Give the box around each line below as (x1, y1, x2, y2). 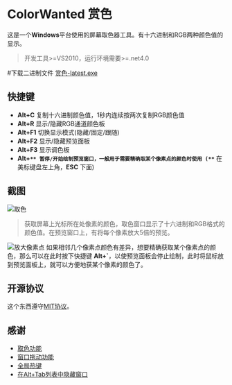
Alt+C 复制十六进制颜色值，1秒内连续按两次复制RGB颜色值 (17, 110, 185, 119)
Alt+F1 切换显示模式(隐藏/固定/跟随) (17, 128, 120, 136)
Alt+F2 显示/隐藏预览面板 (17, 137, 90, 145)
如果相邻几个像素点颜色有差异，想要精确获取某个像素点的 (46, 243, 210, 251)
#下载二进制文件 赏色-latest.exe (7, 69, 98, 77)
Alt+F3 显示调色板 (17, 145, 70, 153)
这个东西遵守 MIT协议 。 (7, 302, 73, 311)
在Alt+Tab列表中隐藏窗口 (17, 370, 89, 379)
